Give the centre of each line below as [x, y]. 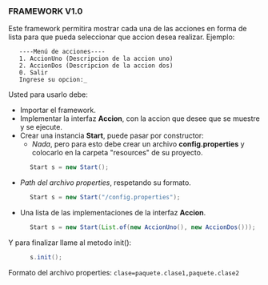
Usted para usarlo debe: [48, 94]
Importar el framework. [58, 110]
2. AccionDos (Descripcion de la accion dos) [96, 66]
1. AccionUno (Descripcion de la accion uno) [96, 59]
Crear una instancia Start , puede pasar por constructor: [112, 136]
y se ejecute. [41, 127]
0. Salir [33, 73]
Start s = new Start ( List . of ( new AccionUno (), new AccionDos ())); [142, 227]
